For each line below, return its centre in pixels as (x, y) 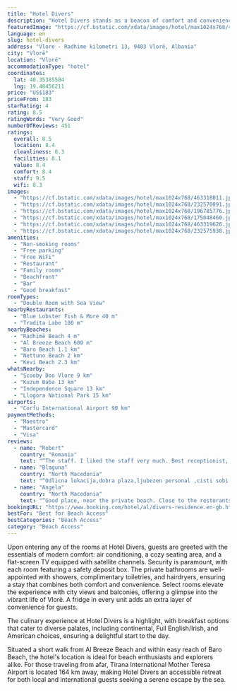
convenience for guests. (43, 607)
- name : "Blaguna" (41, 468)
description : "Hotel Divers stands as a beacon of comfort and (102, 21)
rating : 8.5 (25, 112)
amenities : (23, 238)
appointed (22, 576)
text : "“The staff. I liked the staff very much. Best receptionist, (124, 461)
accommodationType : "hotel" (49, 66)
